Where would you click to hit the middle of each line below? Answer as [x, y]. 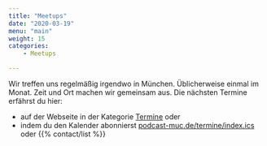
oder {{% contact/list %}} [63, 134]
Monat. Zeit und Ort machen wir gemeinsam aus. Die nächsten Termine [128, 92]
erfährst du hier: [35, 101]
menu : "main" [31, 31]
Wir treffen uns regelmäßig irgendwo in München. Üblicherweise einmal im [133, 84]
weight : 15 [27, 39]
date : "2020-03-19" [42, 24]
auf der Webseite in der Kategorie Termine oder [100, 117]
